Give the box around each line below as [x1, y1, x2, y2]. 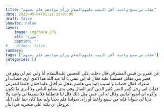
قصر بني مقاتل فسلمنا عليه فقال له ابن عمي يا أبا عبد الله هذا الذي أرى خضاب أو [5, 75, 151, 81]
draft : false [5, 16, 32, 21]
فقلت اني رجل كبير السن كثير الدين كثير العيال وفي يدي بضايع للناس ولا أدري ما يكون [5, 86, 159, 92]
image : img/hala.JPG [14, 30, 56, 35]
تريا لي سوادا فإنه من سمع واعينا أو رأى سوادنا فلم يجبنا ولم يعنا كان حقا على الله [5, 96, 151, 102]
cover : [5, 25, 19, 30]
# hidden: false [5, 43, 45, 48]
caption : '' [14, 39, 39, 44]
